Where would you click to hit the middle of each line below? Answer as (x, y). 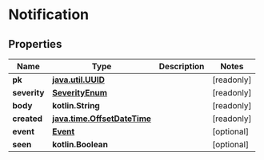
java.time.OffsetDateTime (102, 119)
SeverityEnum (80, 93)
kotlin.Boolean (80, 144)
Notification (49, 15)
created (27, 119)
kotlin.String (76, 105)
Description (182, 66)
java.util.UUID (78, 80)
